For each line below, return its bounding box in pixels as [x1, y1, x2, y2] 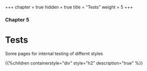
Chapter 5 [5, 16, 29, 23]
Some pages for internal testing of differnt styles [5, 50, 103, 56]
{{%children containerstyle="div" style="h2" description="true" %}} [5, 60, 143, 66]
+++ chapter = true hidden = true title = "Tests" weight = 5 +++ [5, 4, 133, 10]
